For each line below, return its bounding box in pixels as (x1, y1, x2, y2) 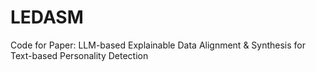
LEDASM (10, 6, 84, 29)
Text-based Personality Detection (10, 49, 149, 61)
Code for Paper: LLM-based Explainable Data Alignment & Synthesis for (10, 39, 307, 51)
